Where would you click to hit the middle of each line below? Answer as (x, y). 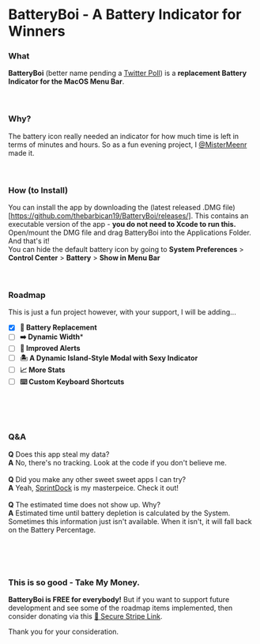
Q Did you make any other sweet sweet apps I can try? (97, 479)
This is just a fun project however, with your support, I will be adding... (122, 312)
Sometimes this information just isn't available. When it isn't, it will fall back (130, 521)
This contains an (222, 216)
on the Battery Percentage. (52, 529)
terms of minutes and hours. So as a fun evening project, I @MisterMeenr (128, 145)
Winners (37, 31)
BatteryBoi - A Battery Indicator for (125, 15)
